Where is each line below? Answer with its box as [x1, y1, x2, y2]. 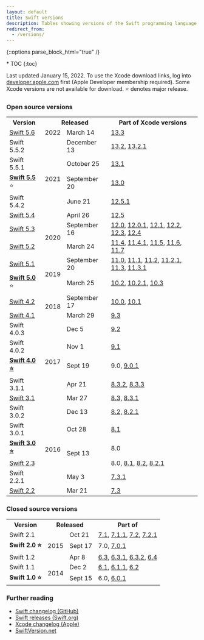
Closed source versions [6, 505, 78, 513]
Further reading [6, 594, 53, 602]
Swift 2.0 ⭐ [9, 541, 42, 549]
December [66, 138, 97, 147]
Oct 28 [66, 425, 87, 433]
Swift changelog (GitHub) [15, 608, 79, 615]
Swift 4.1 [9, 311, 35, 320]
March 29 [66, 311, 95, 320]
